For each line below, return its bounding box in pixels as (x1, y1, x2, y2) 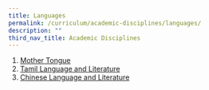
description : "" (8, 26, 62, 34)
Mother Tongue (19, 56, 71, 65)
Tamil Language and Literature (19, 65, 120, 74)
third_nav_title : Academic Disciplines (8, 33, 141, 42)
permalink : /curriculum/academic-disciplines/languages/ (8, 19, 202, 27)
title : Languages (8, 11, 66, 20)
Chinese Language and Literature (19, 72, 130, 82)
